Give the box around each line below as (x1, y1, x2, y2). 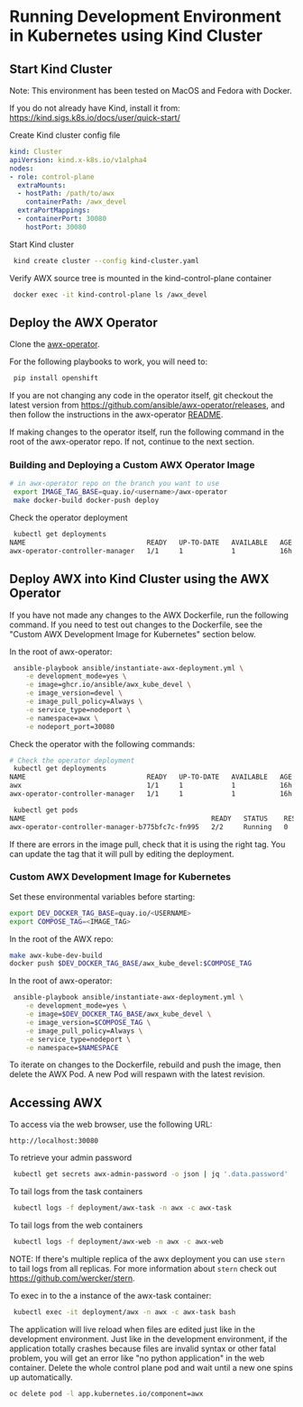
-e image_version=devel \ (25, 689, 124, 698)
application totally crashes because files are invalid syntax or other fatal (9, 1343, 277, 1354)
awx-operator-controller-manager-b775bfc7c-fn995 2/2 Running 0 (9, 822, 289, 831)
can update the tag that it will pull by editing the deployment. (9, 848, 234, 859)
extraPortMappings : (17, 206, 91, 215)
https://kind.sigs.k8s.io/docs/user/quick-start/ (9, 113, 180, 123)
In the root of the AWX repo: (9, 933, 115, 944)
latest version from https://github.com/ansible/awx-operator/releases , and (9, 399, 286, 411)
